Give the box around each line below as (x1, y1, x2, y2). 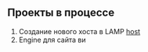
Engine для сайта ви (18, 35, 86, 44)
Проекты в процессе (7, 6, 115, 19)
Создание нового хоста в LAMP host (18, 26, 141, 36)
